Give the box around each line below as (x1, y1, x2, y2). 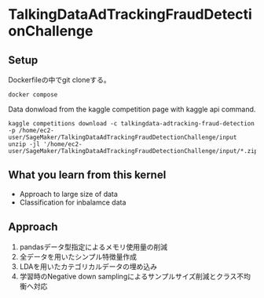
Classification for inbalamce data (19, 198, 126, 207)
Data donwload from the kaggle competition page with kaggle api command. (8, 104, 256, 114)
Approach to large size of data (19, 189, 118, 198)
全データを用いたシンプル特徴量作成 (19, 252, 137, 261)
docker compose (8, 91, 58, 99)
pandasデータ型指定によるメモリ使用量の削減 (19, 242, 168, 252)
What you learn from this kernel (8, 169, 167, 182)
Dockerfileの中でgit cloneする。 (8, 75, 112, 84)
